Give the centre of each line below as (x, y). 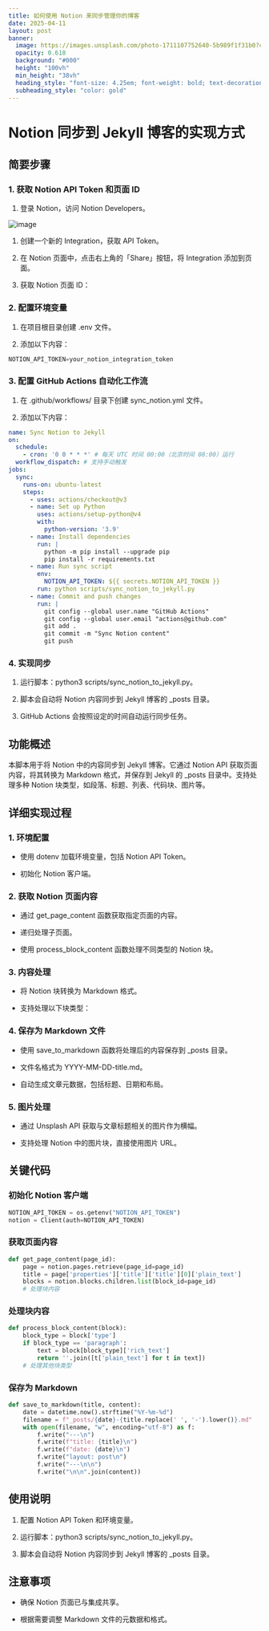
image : (26, 46)
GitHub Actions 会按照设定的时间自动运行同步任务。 (106, 716)
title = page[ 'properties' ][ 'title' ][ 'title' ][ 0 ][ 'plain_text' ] (132, 1274)
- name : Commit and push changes (85, 596)
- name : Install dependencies (80, 537)
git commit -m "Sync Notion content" (107, 634)
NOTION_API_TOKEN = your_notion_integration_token (91, 359)
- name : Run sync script (71, 566)
